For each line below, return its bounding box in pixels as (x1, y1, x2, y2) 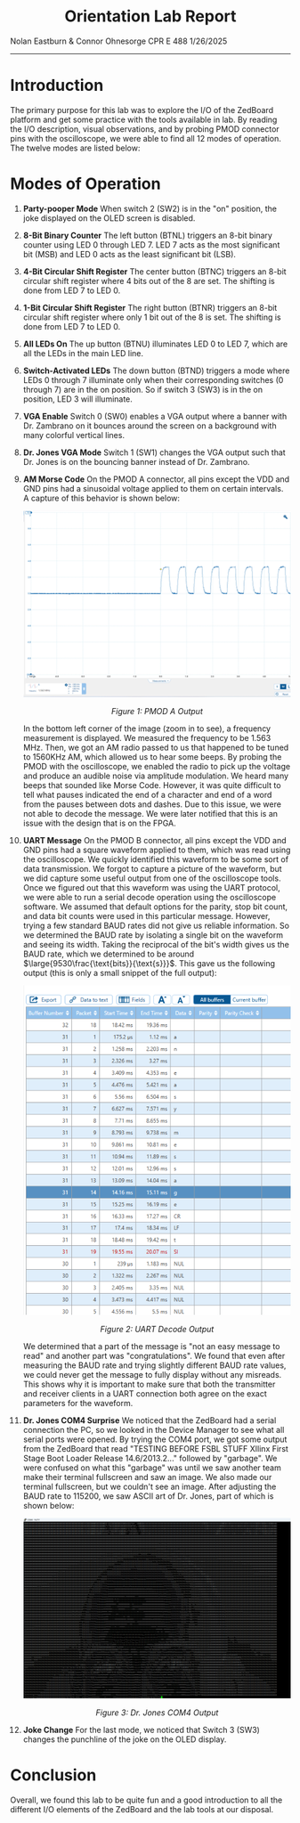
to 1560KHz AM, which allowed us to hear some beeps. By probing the (22, 751, 282, 762)
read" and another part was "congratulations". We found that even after (22, 1351, 286, 1362)
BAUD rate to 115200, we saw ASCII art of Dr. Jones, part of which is (22, 1491, 274, 1502)
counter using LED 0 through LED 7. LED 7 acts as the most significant (22, 239, 280, 250)
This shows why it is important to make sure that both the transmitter (22, 1379, 276, 1390)
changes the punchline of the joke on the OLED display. (22, 1734, 227, 1745)
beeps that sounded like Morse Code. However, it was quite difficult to (22, 779, 281, 790)
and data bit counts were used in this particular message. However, (22, 910, 271, 921)
